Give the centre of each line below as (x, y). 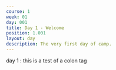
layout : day (21, 38)
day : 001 (17, 22)
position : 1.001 (26, 33)
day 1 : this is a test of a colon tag (47, 60)
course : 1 (18, 11)
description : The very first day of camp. (59, 44)
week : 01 (17, 17)
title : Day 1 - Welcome (35, 28)
